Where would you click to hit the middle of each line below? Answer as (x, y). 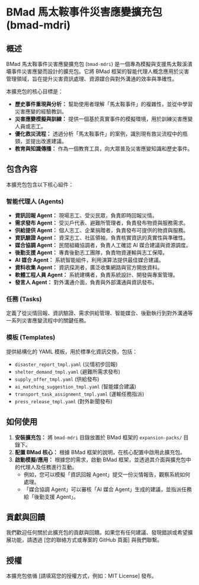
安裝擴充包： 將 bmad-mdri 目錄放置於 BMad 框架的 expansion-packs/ (98, 437)
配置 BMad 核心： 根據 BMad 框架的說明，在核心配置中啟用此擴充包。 (100, 452)
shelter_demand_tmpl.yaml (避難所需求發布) (67, 371)
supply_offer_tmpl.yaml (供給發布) (57, 379)
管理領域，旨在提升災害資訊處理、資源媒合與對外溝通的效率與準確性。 (92, 79)
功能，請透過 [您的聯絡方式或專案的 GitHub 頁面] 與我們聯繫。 (87, 540)
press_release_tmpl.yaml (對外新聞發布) (63, 401)
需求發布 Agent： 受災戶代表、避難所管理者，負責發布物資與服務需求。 (102, 223)
